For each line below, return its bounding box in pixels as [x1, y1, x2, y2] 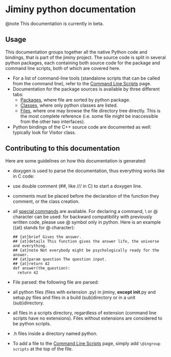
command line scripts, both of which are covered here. [5, 65, 121, 71]
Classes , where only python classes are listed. [20, 102, 118, 108]
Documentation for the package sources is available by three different [12, 86, 160, 92]
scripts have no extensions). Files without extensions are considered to [12, 315, 162, 321]
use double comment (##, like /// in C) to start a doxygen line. [12, 183, 142, 189]
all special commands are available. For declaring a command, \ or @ [12, 208, 158, 214]
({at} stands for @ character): [12, 224, 75, 230]
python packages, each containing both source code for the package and [5, 60, 160, 66]
